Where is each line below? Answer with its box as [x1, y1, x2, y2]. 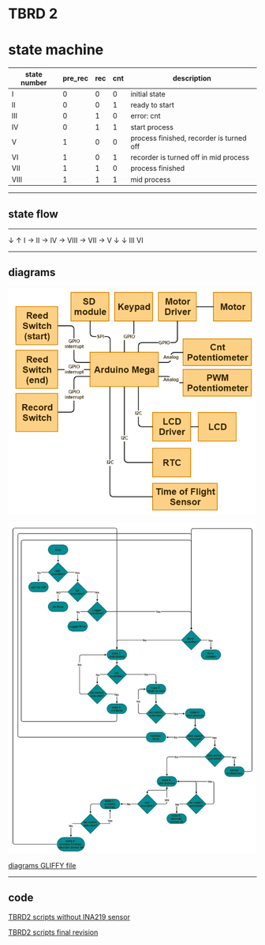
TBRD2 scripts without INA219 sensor [8, 912, 130, 921]
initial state [130, 89, 166, 99]
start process [130, 122, 174, 131]
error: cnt [130, 112, 161, 121]
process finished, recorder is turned [130, 133, 247, 142]
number [21, 77, 47, 87]
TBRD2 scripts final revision [8, 927, 99, 937]
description [172, 74, 211, 83]
